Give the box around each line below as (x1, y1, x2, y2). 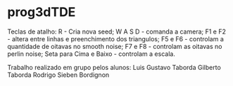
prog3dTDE (7, 4, 76, 20)
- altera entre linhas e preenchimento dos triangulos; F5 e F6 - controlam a (7, 34, 224, 43)
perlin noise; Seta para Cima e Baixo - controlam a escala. (7, 50, 176, 58)
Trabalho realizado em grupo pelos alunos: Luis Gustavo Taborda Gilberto (7, 63, 222, 71)
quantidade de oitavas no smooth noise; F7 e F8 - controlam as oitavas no (7, 42, 222, 50)
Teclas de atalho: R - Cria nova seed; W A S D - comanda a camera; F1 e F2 (7, 27, 227, 36)
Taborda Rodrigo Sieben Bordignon (7, 71, 110, 79)
